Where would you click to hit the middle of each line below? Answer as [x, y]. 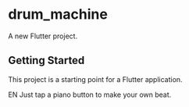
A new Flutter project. [43, 36]
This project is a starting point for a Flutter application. [95, 79]
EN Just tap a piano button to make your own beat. [90, 95]
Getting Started [46, 61]
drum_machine [58, 14]
